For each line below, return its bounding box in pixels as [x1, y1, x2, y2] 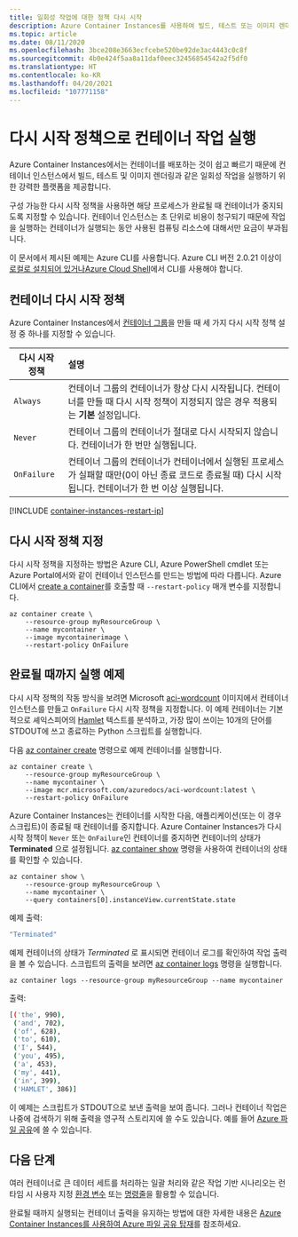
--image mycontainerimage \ [25, 633, 129, 642]
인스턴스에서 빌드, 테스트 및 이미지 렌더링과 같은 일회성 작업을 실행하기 [32, 170, 277, 181]
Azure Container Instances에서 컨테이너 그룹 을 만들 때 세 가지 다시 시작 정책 [9, 317, 277, 329]
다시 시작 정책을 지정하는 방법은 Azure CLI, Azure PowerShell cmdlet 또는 [9, 559, 269, 569]
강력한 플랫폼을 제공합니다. [18, 181, 112, 192]
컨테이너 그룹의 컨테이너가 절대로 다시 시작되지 [67, 425, 252, 438]
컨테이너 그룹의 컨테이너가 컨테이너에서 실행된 [67, 456, 250, 468]
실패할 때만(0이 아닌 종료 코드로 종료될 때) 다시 [78, 469, 263, 481]
